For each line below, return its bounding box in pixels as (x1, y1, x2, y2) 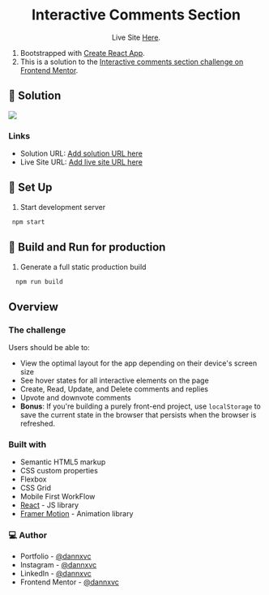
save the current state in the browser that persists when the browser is (19, 410, 257, 420)
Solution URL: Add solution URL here (19, 148, 143, 159)
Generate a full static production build (19, 262, 147, 272)
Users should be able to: (8, 343, 91, 353)
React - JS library (19, 500, 79, 510)
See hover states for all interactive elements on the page (19, 375, 209, 386)
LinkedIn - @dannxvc (19, 568, 92, 578)
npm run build (15, 277, 63, 285)
